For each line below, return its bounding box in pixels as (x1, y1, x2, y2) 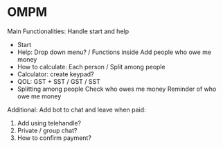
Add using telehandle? (17, 119, 82, 127)
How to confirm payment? (17, 133, 92, 142)
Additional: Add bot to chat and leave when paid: (7, 105, 147, 114)
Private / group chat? (17, 126, 78, 134)
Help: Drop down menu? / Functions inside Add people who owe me (17, 48, 212, 56)
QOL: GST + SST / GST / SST (17, 77, 100, 85)
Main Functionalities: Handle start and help (7, 27, 130, 35)
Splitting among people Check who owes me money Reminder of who (17, 85, 217, 93)
